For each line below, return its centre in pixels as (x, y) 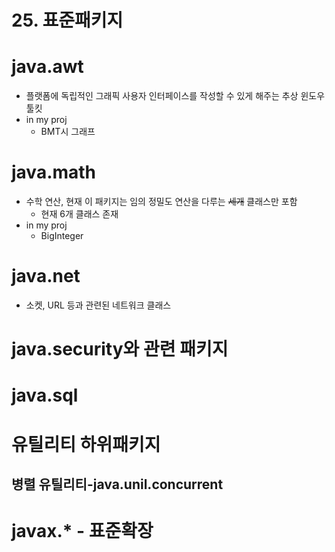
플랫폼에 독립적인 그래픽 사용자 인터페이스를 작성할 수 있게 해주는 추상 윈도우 (175, 96)
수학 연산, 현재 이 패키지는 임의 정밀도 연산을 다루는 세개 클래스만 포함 (161, 202)
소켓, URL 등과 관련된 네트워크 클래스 (98, 305)
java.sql (45, 395)
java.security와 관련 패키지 (120, 349)
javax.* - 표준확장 (82, 531)
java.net (46, 276)
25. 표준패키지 (67, 20)
